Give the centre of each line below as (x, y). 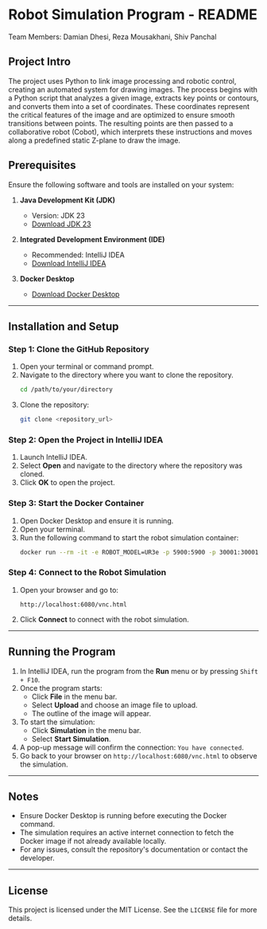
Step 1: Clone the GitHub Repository (79, 349)
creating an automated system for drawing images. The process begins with (133, 89)
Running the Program (62, 652)
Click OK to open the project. (67, 483)
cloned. (32, 474)
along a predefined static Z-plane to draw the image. (95, 140)
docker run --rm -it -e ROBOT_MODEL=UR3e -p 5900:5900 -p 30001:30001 (139, 552)
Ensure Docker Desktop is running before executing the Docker (123, 816)
